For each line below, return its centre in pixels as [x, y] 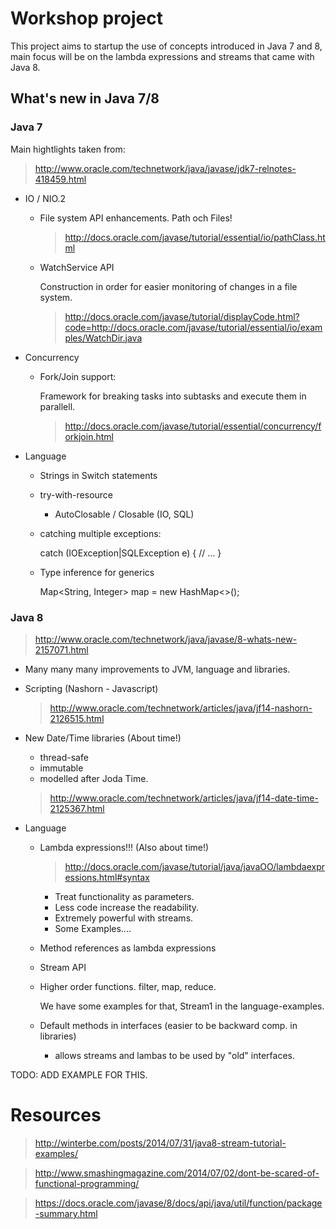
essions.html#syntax [107, 877]
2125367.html [77, 808]
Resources [56, 1115]
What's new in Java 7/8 [85, 98]
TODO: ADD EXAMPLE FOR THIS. [79, 1074]
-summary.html [66, 1213]
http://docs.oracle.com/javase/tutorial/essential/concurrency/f [193, 426]
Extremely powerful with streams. [124, 918]
